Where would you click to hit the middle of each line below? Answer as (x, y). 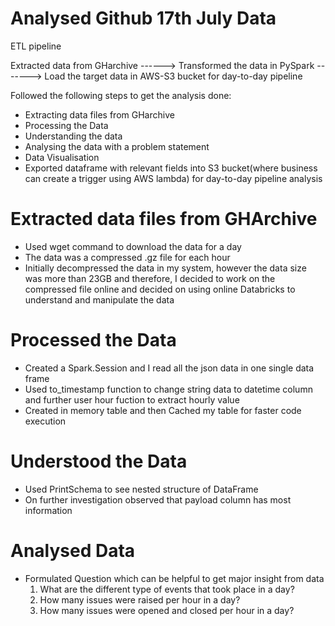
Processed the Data (93, 340)
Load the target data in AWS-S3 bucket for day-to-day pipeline (173, 76)
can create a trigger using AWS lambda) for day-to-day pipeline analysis (173, 178)
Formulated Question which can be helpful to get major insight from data (174, 578)
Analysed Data (73, 550)
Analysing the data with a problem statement (117, 146)
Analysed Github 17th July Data (143, 18)
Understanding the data (73, 136)
